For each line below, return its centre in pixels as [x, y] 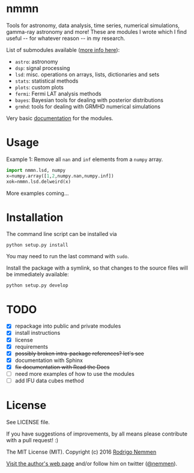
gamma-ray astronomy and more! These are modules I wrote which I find [97, 31]
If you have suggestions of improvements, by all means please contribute [97, 434]
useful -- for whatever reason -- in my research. [66, 38]
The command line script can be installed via [62, 234]
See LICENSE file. [28, 422]
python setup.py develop [37, 285]
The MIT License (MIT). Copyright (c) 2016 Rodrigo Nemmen [81, 452]
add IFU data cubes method [49, 380]
